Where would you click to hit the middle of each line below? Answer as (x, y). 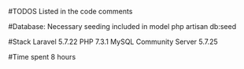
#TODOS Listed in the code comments (70, 11)
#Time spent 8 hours (42, 57)
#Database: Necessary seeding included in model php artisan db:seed (122, 26)
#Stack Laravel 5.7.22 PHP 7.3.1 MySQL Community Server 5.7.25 (113, 42)
